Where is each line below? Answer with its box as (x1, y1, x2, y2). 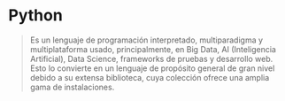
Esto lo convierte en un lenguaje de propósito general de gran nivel (29, 63, 275, 74)
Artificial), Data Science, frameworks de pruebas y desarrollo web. (29, 53, 273, 64)
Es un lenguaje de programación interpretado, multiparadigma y (29, 35, 263, 45)
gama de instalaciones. (29, 82, 115, 92)
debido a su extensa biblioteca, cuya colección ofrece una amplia (29, 72, 270, 82)
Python (8, 5, 63, 26)
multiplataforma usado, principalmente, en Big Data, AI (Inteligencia (29, 43, 276, 54)
